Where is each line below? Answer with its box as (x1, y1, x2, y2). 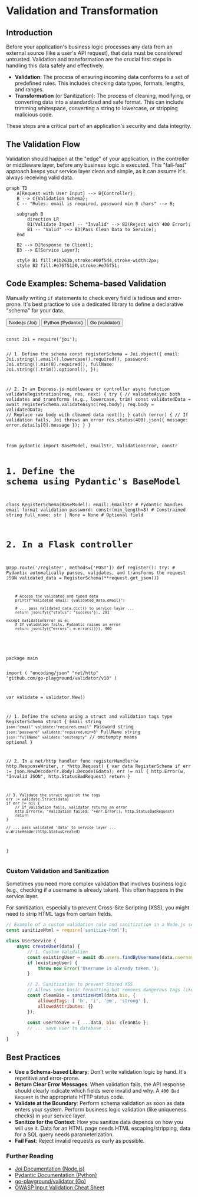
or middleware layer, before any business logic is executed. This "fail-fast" (6, 161, 187, 169)
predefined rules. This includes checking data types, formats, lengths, (14, 80, 185, 87)
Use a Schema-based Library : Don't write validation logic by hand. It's (14, 1068, 187, 1075)
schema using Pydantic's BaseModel (6, 476, 181, 487)
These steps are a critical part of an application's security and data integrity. (6, 123, 192, 129)
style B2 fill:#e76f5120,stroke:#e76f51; (16, 262, 120, 269)
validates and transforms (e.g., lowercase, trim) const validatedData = (6, 397, 192, 403)
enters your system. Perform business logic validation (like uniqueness (14, 1106, 187, 1113)
